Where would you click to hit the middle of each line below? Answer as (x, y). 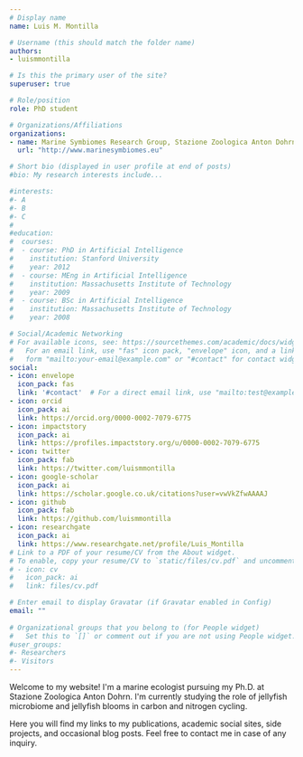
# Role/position (40, 100)
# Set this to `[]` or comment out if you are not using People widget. (153, 636)
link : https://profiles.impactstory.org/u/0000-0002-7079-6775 (138, 443)
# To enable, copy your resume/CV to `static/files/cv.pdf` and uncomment (153, 561)
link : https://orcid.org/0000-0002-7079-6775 (105, 418)
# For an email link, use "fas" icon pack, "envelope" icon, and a (143, 350)
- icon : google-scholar (54, 477)
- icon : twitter (40, 452)
